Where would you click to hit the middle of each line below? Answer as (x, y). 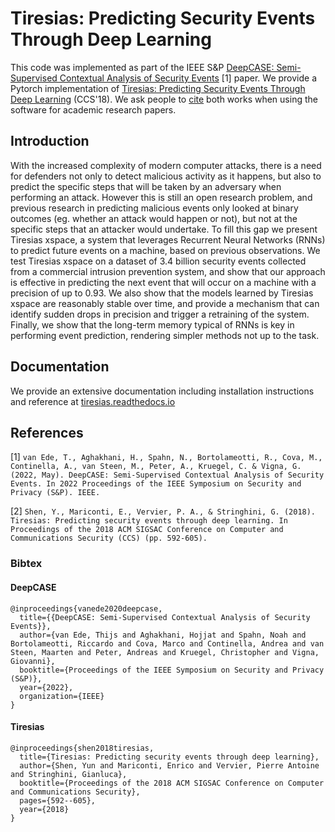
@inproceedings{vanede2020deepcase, (86, 608)
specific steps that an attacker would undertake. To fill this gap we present (164, 229)
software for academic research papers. (93, 109)
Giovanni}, (33, 661)
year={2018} (44, 809)
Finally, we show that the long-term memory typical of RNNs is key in (152, 324)
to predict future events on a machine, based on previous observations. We (165, 250)
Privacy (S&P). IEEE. (55, 493)
